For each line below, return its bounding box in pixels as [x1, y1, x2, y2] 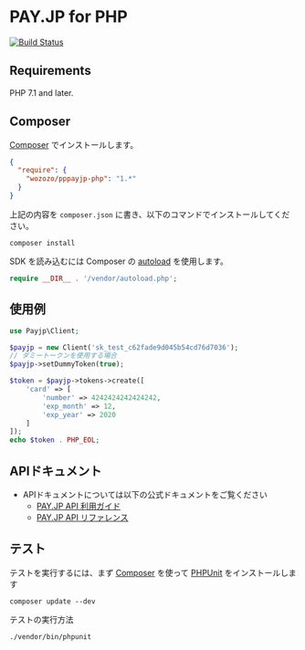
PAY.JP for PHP [9, 6, 128, 27]
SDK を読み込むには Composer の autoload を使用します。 [9, 256, 228, 267]
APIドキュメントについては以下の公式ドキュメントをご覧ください [22, 488, 268, 499]
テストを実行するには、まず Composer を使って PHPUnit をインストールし [9, 567, 289, 578]
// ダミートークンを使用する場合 [9, 351, 117, 361]
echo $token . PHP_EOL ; [9, 435, 100, 445]
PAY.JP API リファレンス [36, 511, 130, 522]
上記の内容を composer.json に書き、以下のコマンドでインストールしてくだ [9, 208, 290, 220]
